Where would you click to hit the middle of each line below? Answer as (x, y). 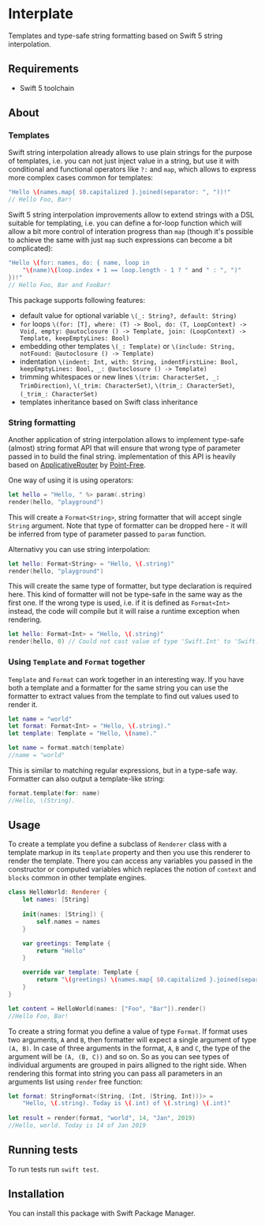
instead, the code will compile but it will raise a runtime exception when (124, 611)
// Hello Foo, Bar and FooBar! (60, 285)
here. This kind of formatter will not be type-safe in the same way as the (125, 595)
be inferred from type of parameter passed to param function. (107, 534)
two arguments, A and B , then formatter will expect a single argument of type (132, 1039)
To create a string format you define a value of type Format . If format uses (128, 1031)
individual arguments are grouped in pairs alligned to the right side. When (127, 1065)
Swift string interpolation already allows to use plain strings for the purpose (130, 153)
